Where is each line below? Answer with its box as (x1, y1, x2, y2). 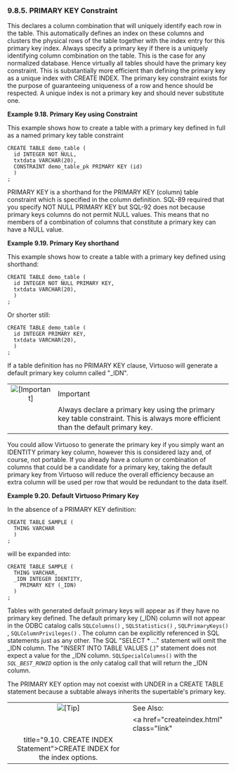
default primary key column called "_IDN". (7, 369, 129, 377)
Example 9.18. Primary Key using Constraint (7, 110, 138, 118)
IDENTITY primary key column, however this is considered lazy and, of (7, 448, 212, 456)
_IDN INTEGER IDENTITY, (13, 576, 83, 583)
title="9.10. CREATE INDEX (23, 735, 114, 745)
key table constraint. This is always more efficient (57, 414, 221, 424)
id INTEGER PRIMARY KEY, (13, 330, 86, 338)
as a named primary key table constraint (7, 131, 124, 139)
